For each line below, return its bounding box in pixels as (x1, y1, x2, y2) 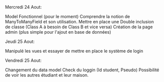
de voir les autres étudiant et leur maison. (5, 72, 89, 78)
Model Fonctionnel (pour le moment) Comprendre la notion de (5, 14, 130, 19)
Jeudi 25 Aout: (5, 39, 35, 44)
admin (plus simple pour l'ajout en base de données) (5, 29, 111, 35)
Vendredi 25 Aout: (5, 58, 42, 63)
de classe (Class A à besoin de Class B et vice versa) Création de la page (5, 24, 153, 30)
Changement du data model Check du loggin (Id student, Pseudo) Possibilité (5, 67, 160, 73)
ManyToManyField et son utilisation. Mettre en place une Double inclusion (5, 19, 154, 24)
